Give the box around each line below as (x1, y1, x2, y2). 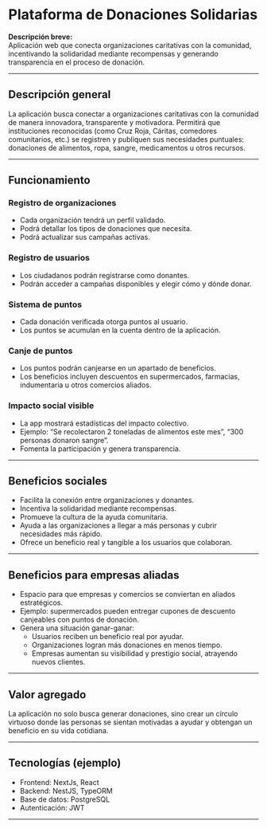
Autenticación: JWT (19, 802, 85, 812)
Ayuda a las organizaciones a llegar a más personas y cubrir (19, 520, 217, 531)
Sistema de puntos (8, 299, 82, 310)
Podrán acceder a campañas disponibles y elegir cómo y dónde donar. (19, 279, 252, 288)
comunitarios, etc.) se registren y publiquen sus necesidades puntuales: (8, 134, 245, 144)
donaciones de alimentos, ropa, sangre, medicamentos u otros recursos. (8, 143, 246, 152)
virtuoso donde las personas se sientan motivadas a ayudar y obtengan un (8, 717, 253, 727)
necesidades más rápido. (19, 529, 103, 539)
